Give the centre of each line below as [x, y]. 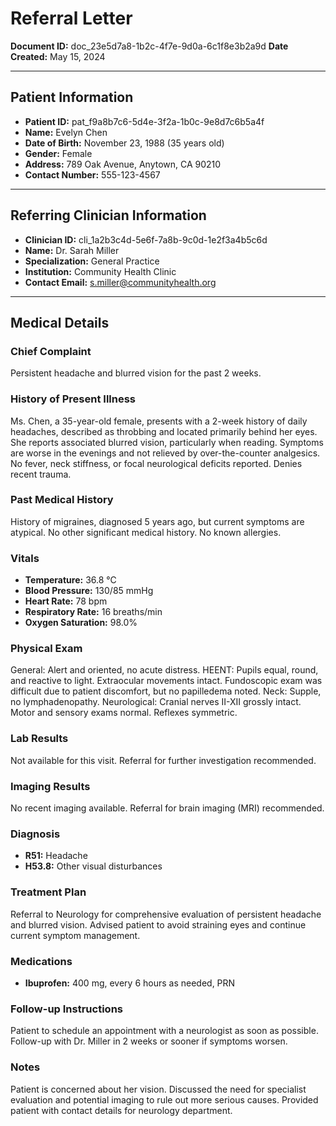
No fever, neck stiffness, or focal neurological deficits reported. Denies [156, 463]
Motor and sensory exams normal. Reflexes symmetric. [124, 713]
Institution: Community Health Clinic [100, 271]
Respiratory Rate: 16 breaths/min [93, 612]
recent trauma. [41, 474]
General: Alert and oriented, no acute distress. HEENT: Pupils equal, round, [164, 670]
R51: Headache [56, 856]
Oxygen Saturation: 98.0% [81, 623]
